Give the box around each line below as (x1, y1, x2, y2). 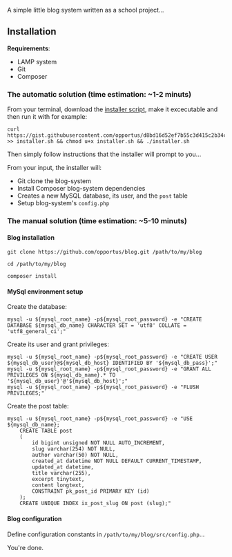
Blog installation (7, 233, 55, 241)
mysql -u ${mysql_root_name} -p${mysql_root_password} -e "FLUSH (7, 384, 199, 391)
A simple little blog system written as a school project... (7, 6, 164, 14)
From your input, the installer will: (7, 164, 102, 172)
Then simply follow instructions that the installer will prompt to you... (7, 150, 202, 158)
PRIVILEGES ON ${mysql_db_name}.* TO (7, 372, 116, 379)
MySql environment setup (7, 287, 84, 296)
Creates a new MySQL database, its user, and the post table (17, 191, 188, 200)
